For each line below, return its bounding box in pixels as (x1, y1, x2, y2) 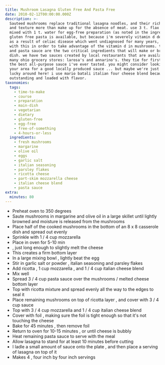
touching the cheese (12, 317, 54, 323)
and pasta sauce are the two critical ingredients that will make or (9, 48, 155, 53)
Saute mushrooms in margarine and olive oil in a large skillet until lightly (12, 213, 157, 219)
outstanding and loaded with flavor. (9, 76, 87, 81)
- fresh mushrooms (14, 140, 52, 145)
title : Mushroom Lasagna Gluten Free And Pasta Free (5, 7, 115, 12)
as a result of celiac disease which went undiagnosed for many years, (9, 39, 160, 44)
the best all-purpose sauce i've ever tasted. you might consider (9, 62, 148, 67)
